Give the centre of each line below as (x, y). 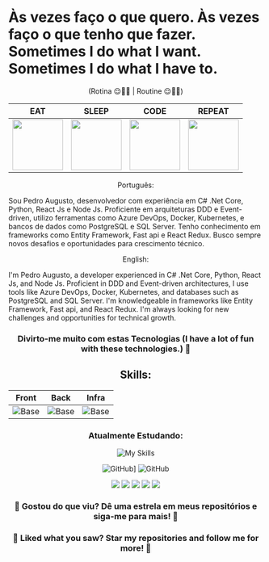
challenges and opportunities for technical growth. (92, 317)
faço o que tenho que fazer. (102, 34)
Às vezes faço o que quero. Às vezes (134, 17)
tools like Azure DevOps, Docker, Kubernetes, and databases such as (124, 291)
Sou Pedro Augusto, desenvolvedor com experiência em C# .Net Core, (126, 200)
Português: (136, 185)
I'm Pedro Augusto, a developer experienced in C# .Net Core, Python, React (134, 275)
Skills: (136, 375)
